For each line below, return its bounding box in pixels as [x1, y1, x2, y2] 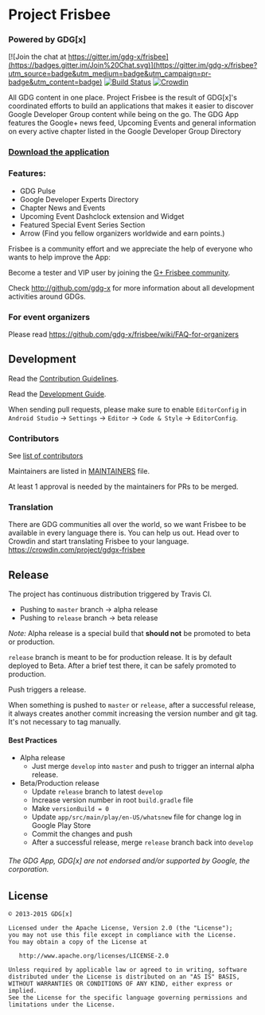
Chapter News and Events [19, 203, 106, 213]
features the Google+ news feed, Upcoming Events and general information [8, 118, 256, 128]
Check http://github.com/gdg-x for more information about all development [8, 283, 255, 292]
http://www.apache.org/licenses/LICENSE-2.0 [18, 952, 170, 960]
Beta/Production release [19, 779, 99, 788]
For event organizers [8, 311, 90, 322]
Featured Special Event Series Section [19, 220, 146, 229]
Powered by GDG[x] [8, 34, 86, 45]
